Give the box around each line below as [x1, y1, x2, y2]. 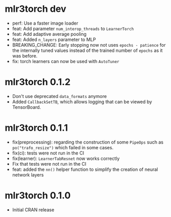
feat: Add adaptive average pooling [12, 31, 87, 37]
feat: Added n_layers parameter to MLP [12, 36, 96, 43]
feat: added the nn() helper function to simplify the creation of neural [12, 166, 158, 172]
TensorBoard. [12, 104, 41, 110]
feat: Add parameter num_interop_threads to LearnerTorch [12, 25, 134, 31]
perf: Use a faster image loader [12, 20, 78, 26]
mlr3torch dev [5, 3, 67, 15]
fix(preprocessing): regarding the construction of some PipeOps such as [12, 139, 164, 145]
